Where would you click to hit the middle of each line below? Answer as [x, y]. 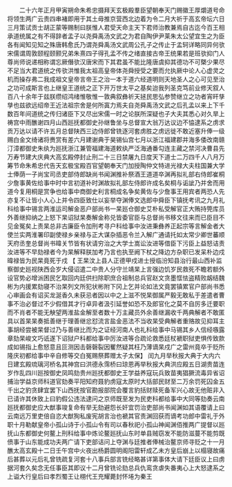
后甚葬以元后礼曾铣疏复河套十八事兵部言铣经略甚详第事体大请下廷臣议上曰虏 [116, 459]
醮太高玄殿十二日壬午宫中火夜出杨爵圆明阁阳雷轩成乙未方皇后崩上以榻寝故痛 [116, 450]
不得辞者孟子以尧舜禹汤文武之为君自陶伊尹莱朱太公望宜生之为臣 [134, 36]
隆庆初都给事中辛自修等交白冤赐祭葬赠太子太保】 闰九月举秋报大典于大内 [111, 355]
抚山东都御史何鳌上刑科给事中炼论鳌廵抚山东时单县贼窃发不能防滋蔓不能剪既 [116, 433]
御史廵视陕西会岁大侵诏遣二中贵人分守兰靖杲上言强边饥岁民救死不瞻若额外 [119, 269]
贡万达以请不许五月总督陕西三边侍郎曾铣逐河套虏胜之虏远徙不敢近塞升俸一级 [116, 131]
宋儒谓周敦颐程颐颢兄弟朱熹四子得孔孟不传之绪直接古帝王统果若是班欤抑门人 [116, 53]
